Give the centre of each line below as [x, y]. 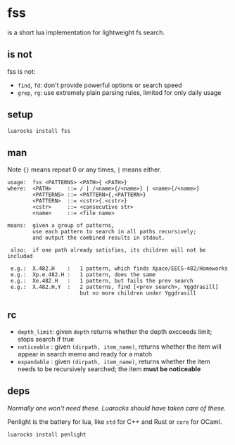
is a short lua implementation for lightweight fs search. [86, 32]
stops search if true [46, 340]
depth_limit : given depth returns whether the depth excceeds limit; [115, 332]
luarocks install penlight [47, 434]
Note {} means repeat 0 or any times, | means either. [84, 169]
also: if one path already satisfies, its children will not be [108, 250]
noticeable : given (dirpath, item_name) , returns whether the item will [119, 347]
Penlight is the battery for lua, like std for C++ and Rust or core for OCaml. [115, 421]
